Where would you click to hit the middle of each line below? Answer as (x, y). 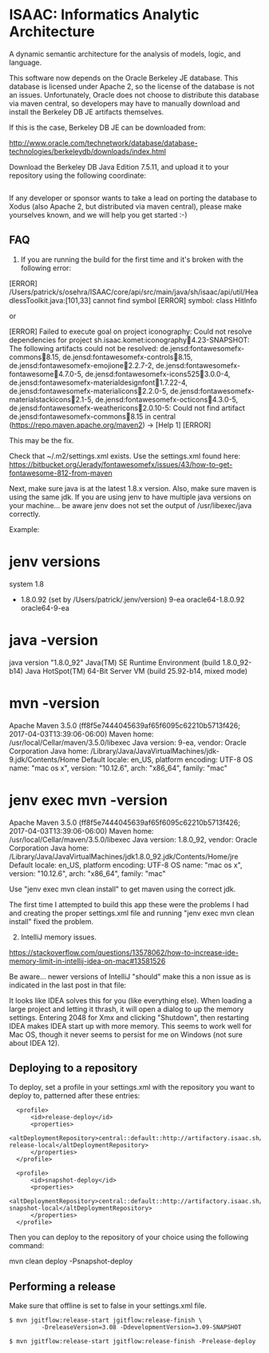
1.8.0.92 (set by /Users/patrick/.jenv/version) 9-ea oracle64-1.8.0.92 (133, 599)
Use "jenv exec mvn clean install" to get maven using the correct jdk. (123, 889)
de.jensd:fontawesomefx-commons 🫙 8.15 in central (93, 416)
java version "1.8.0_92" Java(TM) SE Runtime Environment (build (115, 662)
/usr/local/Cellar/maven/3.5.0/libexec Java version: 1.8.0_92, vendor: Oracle (133, 839)
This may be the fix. (42, 440)
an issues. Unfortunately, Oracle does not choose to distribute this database (134, 94)
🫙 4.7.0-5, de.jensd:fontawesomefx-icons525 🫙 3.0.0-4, (142, 374)
